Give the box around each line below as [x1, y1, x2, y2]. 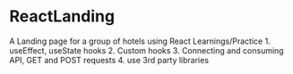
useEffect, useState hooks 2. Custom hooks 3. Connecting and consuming [9, 45, 284, 55]
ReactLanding [9, 6, 115, 27]
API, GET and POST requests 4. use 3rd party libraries [9, 54, 209, 65]
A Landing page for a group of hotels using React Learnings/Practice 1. [9, 36, 271, 46]
